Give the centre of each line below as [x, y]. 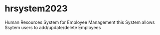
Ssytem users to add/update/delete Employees [53, 27]
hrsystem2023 [36, 9]
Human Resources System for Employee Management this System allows [80, 22]
